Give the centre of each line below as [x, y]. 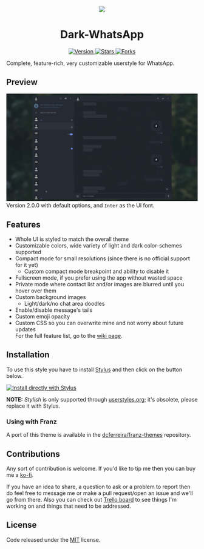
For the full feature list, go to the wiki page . [69, 336]
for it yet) [26, 265]
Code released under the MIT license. [53, 539]
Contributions [33, 454]
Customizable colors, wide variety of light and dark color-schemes [98, 246]
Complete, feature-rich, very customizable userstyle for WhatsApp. [90, 63]
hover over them [36, 291]
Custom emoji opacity [42, 317]
